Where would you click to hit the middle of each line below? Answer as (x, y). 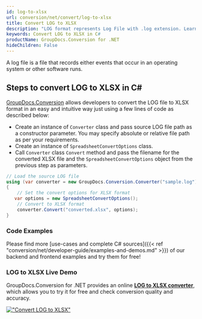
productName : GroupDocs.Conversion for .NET (63, 40)
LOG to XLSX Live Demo (42, 272)
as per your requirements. (47, 140)
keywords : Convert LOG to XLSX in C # (54, 34)
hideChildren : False (32, 46)
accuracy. (19, 298)
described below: (28, 115)
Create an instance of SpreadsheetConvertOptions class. (84, 146)
